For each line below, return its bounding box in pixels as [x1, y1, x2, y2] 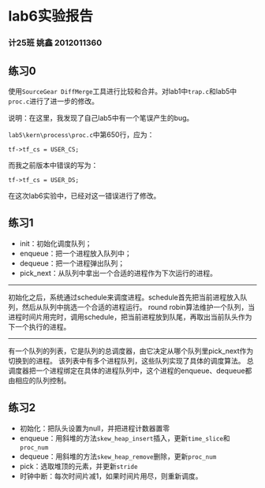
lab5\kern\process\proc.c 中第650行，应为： [8, 129, 155, 139]
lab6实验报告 [8, 7, 93, 25]
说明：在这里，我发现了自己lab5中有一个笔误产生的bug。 [8, 113, 194, 122]
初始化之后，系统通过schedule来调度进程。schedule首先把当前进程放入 [8, 292, 241, 302]
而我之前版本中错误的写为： [8, 160, 99, 169]
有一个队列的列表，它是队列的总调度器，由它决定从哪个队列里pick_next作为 [8, 346, 254, 356]
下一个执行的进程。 [8, 322, 71, 331]
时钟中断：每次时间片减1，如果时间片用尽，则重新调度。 [19, 471, 203, 481]
